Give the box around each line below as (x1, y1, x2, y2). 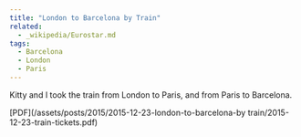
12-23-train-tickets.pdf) (9, 116, 99, 128)
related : (9, 22, 43, 31)
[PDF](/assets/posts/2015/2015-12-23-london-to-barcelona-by (9, 107, 246, 118)
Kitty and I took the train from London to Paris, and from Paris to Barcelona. (9, 89, 293, 100)
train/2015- (247, 107, 290, 118)
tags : (9, 38, 30, 48)
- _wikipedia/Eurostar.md (17, 30, 117, 39)
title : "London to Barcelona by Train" (9, 13, 161, 23)
